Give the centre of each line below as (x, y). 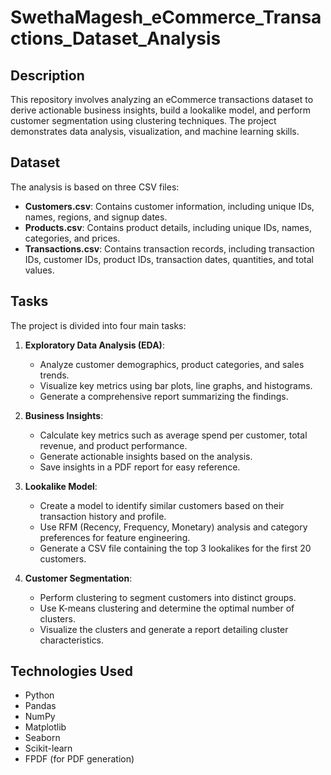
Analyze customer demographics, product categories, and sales (172, 364)
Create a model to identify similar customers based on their (162, 505)
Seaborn (42, 738)
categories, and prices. (72, 238)
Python (39, 695)
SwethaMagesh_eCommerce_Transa (166, 17)
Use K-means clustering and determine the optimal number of (167, 608)
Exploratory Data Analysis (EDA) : (94, 345)
